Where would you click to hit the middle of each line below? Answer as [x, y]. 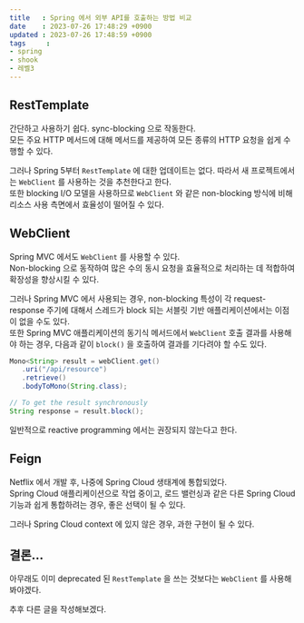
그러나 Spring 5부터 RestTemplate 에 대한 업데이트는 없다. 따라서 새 [129, 170]
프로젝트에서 [273, 170]
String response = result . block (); [77, 411]
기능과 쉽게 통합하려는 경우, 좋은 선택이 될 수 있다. [98, 504]
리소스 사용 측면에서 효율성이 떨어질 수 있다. [87, 204]
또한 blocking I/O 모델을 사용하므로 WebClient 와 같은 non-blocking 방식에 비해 [151, 193]
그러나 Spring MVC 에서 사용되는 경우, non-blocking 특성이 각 [121, 298]
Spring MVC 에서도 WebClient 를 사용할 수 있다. [95, 256]
